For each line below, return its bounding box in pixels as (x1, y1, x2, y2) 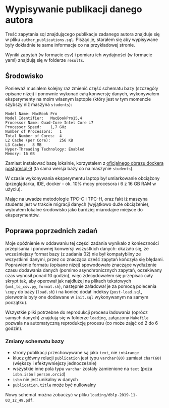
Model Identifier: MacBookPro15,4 (5, 116, 82, 121)
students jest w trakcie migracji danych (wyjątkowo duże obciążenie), (5, 201, 150, 207)
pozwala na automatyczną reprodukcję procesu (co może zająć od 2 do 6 (5, 320, 158, 326)
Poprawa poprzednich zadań (5, 227, 98, 235)
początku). (5, 299, 28, 305)
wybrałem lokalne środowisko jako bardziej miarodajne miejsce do (5, 206, 143, 212)
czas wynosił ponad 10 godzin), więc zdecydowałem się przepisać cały (5, 272, 153, 278)
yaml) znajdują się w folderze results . (5, 57, 85, 63)
